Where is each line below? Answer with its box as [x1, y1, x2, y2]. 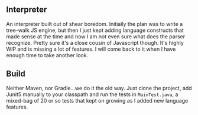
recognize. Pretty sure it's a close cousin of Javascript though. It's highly [6, 39, 184, 46]
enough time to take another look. [6, 51, 89, 58]
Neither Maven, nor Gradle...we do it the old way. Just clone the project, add [6, 84, 192, 91]
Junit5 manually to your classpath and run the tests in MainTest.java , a [6, 91, 178, 98]
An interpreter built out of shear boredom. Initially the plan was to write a [6, 20, 183, 27]
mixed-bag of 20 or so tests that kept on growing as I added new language [6, 97, 189, 104]
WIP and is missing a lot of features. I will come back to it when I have [6, 45, 176, 52]
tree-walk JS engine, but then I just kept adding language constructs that [6, 27, 184, 34]
